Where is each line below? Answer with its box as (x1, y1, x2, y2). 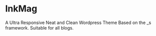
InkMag (5, 3, 38, 14)
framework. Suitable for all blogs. (5, 24, 74, 30)
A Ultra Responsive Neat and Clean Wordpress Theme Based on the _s (5, 19, 151, 25)
